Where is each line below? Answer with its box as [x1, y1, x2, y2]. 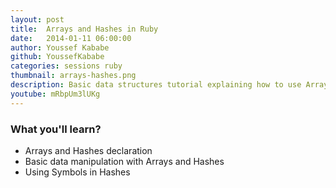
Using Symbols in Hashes [24, 166, 131, 178]
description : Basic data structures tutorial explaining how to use [10, 80, 302, 90]
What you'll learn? [10, 122, 102, 136]
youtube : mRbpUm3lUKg [10, 89, 101, 99]
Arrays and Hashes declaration [24, 144, 153, 156]
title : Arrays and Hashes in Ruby [10, 24, 159, 34]
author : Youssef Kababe [10, 42, 110, 53]
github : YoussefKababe [10, 52, 105, 62]
